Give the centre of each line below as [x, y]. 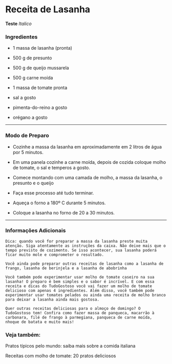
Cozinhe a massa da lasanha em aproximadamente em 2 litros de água [87, 146]
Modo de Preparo [27, 136]
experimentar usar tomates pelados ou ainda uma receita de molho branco [86, 295]
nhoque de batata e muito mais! [40, 322]
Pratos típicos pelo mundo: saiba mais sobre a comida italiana [70, 346]
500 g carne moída [33, 78]
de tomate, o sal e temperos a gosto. [51, 167]
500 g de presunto [32, 58]
